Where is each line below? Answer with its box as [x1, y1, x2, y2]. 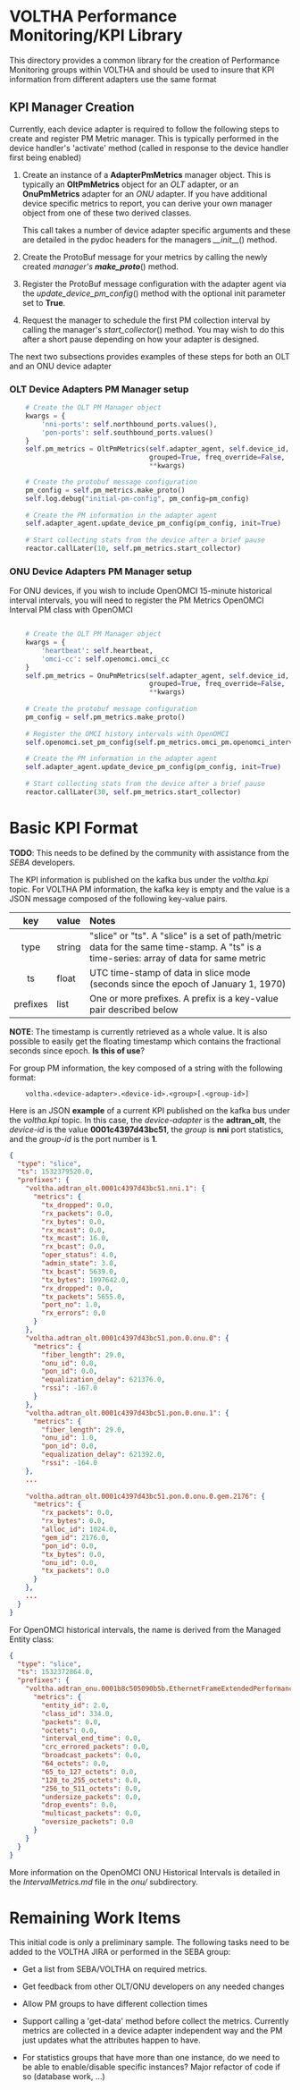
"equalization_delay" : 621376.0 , [41, 1375, 166, 1384]
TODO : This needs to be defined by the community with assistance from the [9, 847, 290, 858]
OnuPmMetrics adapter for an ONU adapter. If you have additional [21, 188, 268, 199]
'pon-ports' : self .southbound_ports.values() [41, 427, 214, 437]
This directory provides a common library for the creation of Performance [9, 55, 279, 65]
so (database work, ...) [21, 2071, 105, 2082]
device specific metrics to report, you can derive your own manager [21, 198, 272, 208]
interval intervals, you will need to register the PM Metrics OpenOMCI [9, 595, 264, 605]
